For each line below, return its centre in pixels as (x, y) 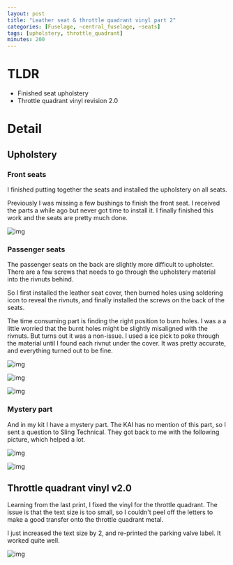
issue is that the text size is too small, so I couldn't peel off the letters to (110, 512)
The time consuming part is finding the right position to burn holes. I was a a (117, 321)
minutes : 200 (26, 40)
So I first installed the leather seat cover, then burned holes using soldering (115, 293)
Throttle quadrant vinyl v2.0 (70, 488)
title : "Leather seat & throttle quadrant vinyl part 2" (92, 20)
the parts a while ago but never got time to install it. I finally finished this (111, 210)
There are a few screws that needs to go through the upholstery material (112, 272)
